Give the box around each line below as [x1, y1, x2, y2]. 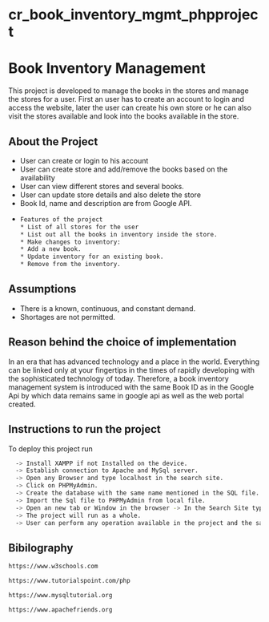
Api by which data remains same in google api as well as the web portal [8, 390, 244, 400]
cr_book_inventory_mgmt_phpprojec [8, 6, 259, 24]
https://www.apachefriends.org [8, 605, 113, 614]
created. [8, 399, 36, 409]
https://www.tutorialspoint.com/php [8, 577, 130, 585]
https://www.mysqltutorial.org [8, 591, 113, 599]
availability [19, 172, 56, 182]
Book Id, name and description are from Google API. [19, 198, 192, 208]
